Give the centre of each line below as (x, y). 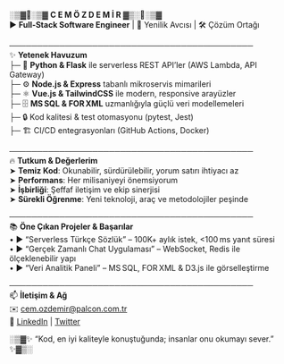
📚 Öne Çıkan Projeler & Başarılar (71, 226)
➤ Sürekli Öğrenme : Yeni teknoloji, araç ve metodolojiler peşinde (129, 199)
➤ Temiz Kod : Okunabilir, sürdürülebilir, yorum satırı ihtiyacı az (124, 170)
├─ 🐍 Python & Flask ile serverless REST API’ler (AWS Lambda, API (133, 65)
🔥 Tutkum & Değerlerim (54, 161)
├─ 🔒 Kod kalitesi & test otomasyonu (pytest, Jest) (101, 117)
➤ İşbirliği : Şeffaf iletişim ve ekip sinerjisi (85, 190)
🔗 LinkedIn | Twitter (45, 322)
